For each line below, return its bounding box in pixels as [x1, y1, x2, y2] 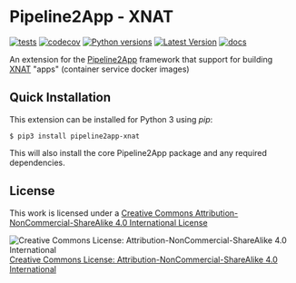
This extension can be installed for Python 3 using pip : [9, 113, 213, 124]
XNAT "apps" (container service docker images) [9, 63, 190, 74]
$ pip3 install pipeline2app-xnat [9, 132, 141, 141]
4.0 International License [114, 217, 208, 228]
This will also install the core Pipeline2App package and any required [9, 147, 268, 158]
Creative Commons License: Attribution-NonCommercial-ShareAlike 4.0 [9, 254, 279, 265]
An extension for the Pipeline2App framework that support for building [9, 54, 273, 64]
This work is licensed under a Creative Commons [9, 207, 193, 219]
